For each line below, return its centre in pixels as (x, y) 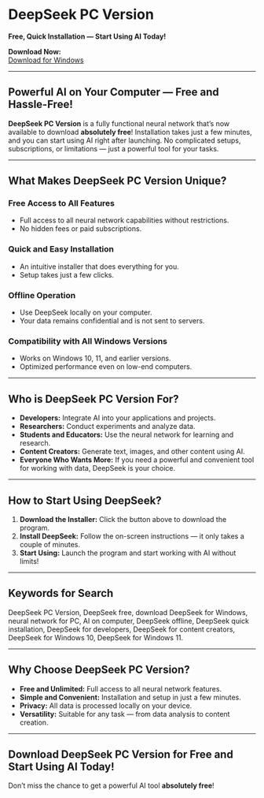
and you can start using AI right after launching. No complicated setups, (125, 140)
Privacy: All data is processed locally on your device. (106, 705)
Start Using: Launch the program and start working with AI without (128, 553)
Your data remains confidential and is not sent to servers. (112, 321)
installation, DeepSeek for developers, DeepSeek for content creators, (122, 629)
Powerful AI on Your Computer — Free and (114, 92)
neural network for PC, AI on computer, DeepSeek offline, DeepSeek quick (129, 621)
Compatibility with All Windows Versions (88, 341)
